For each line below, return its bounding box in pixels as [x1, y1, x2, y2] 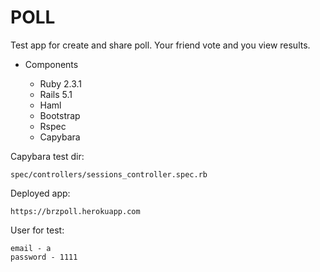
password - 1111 [10, 252, 78, 262]
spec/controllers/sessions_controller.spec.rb [10, 169, 208, 180]
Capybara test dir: [10, 150, 85, 162]
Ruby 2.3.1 [39, 77, 83, 90]
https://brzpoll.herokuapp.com [10, 206, 141, 216]
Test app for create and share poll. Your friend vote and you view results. [10, 39, 311, 51]
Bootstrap [39, 109, 81, 121]
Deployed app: [10, 187, 71, 199]
